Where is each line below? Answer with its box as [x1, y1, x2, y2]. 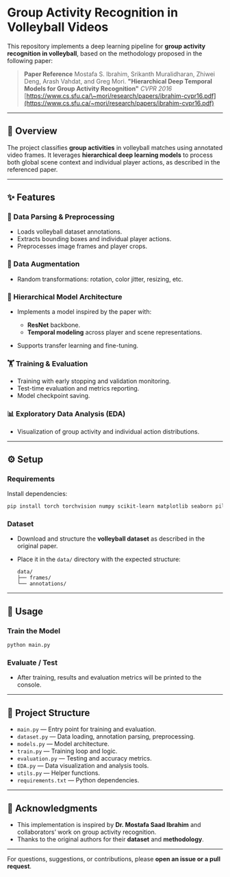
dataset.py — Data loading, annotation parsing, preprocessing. [16, 732, 195, 741]
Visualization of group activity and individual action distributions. [16, 427, 200, 436]
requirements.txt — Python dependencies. [16, 776, 140, 785]
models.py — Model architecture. [16, 740, 110, 748]
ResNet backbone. [27, 321, 81, 330]
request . [7, 862, 32, 870]
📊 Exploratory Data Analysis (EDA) [7, 409, 126, 419]
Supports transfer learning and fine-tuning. [16, 341, 139, 350]
